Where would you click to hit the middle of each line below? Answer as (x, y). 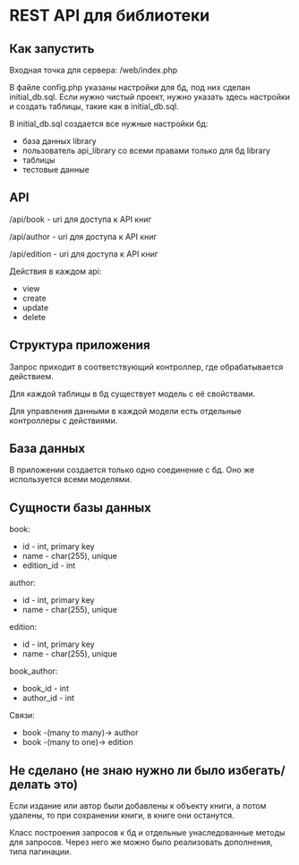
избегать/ (256, 770)
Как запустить (52, 49)
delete (34, 317)
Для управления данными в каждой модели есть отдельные (125, 411)
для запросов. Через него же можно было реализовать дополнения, (141, 843)
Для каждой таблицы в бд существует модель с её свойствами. (132, 394)
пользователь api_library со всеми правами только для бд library (146, 150)
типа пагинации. (40, 852)
